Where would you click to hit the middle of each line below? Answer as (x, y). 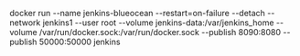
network (25, 23)
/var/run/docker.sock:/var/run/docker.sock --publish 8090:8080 (161, 32)
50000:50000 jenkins (80, 42)
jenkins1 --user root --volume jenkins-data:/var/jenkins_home (158, 23)
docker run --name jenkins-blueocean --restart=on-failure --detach (137, 13)
